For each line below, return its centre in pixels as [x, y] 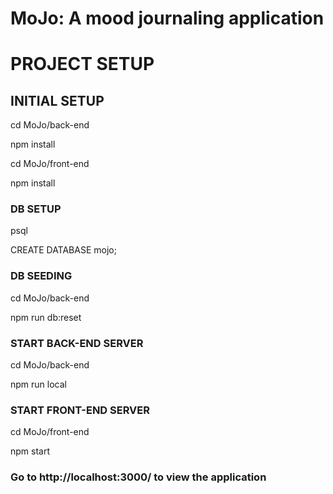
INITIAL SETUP [57, 100]
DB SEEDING [41, 276]
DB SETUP [36, 209]
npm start [30, 451]
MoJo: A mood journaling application [167, 18]
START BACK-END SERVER [77, 343]
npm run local [38, 384]
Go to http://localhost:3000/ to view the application [138, 477]
